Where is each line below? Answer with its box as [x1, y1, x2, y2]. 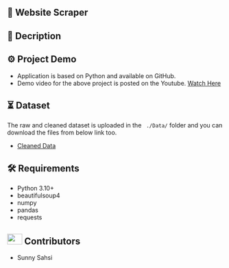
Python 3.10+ [16, 184, 55, 193]
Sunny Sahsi [16, 254, 53, 262]
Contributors [23, 235, 81, 247]
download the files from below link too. [7, 128, 117, 137]
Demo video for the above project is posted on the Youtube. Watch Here [16, 79, 221, 87]
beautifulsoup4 [16, 191, 60, 199]
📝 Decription [7, 30, 62, 42]
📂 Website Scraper [7, 7, 88, 19]
